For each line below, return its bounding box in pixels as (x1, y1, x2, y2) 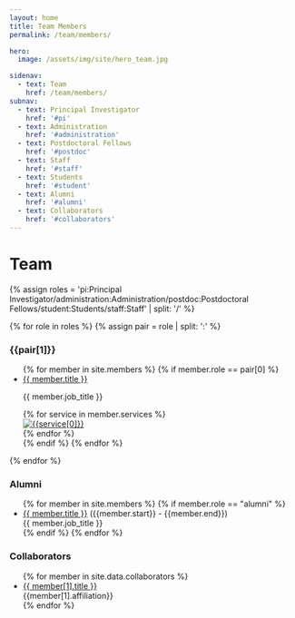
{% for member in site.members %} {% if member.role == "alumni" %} (22, 498, 286, 509)
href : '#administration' (25, 131, 120, 140)
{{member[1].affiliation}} (22, 590, 113, 601)
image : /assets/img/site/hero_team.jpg (17, 55, 169, 64)
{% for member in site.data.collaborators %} (22, 571, 189, 582)
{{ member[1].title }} (22, 580, 98, 591)
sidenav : (9, 72, 43, 81)
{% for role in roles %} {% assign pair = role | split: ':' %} (9, 320, 221, 331)
